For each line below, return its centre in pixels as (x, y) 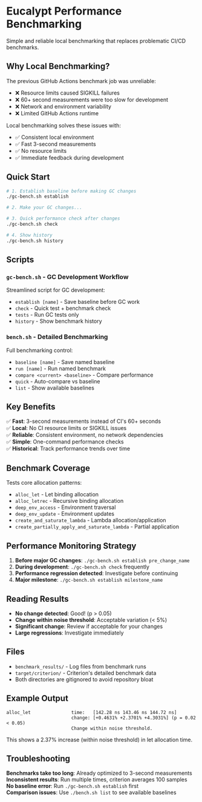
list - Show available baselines (55, 388)
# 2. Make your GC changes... (44, 207)
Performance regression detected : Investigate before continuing (96, 573)
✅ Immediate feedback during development (69, 157)
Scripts (20, 260)
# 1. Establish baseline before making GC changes (71, 191)
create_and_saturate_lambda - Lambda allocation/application (90, 521)
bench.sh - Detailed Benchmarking (57, 337)
